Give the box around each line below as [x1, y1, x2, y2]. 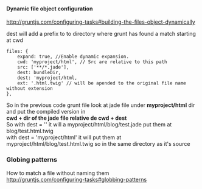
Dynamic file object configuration [6, 5, 93, 12]
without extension [6, 86, 53, 92]
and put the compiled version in [6, 108, 86, 115]
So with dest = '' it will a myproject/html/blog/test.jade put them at [6, 121, 172, 128]
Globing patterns [6, 156, 58, 164]
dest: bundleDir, [17, 70, 61, 76]
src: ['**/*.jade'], [17, 64, 69, 70]
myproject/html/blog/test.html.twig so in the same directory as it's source [6, 140, 190, 148]
